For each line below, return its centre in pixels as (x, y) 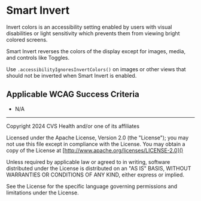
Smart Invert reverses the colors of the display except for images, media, (96, 51)
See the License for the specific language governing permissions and (92, 186)
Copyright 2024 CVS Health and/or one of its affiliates (73, 126)
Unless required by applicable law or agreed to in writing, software (88, 162)
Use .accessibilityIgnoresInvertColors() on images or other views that (96, 69)
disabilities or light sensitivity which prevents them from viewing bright (93, 33)
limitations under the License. (42, 193)
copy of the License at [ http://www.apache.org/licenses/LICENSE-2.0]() (95, 150)
